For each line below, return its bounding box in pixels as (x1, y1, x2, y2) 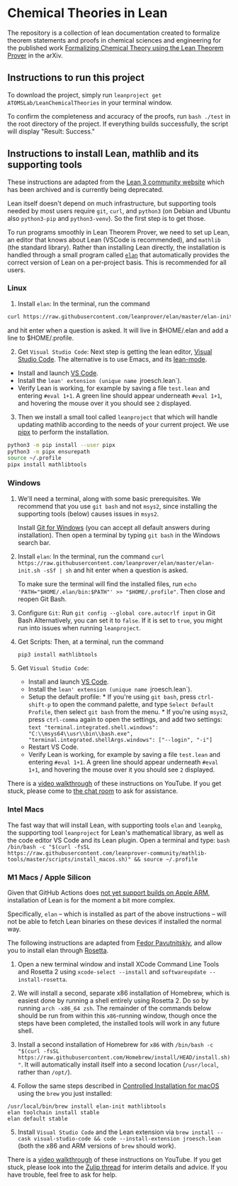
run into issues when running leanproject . (17, 623, 142, 632)
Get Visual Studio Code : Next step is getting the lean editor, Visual (17, 347, 212, 356)
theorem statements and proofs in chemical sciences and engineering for (7, 36, 222, 44)
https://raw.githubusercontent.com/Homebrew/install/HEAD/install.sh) (17, 1054, 231, 1061)
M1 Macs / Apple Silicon (7, 872, 91, 882)
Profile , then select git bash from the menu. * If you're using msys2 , (28, 708, 228, 716)
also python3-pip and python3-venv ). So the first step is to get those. (7, 214, 206, 222)
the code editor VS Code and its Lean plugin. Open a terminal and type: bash (7, 836, 230, 844)
